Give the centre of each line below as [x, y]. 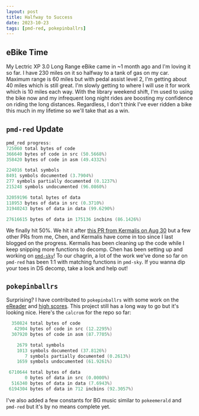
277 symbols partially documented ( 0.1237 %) [62, 182]
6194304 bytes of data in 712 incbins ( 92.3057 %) [71, 389]
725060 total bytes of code [41, 148]
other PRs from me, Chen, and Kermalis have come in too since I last [90, 237]
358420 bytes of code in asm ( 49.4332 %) [57, 160]
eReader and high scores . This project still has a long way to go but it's [93, 306]
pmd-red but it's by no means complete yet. [58, 407]
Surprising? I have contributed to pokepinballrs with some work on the [93, 300]
